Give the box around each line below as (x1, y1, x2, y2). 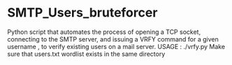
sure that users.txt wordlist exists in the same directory (7, 50, 166, 58)
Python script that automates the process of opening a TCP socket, (7, 28, 201, 36)
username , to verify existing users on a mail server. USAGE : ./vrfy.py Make (7, 42, 226, 50)
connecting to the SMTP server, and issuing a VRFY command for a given (7, 35, 219, 43)
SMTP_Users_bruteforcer (7, 5, 158, 21)
